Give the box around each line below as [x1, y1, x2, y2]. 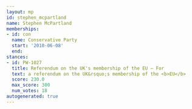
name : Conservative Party [12, 37, 78, 43]
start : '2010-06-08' [12, 43, 64, 49]
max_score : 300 [12, 82, 50, 88]
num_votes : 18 [12, 88, 47, 94]
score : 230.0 [12, 76, 45, 82]
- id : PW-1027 [6, 59, 43, 65]
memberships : [6, 25, 39, 32]
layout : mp [6, 8, 34, 15]
